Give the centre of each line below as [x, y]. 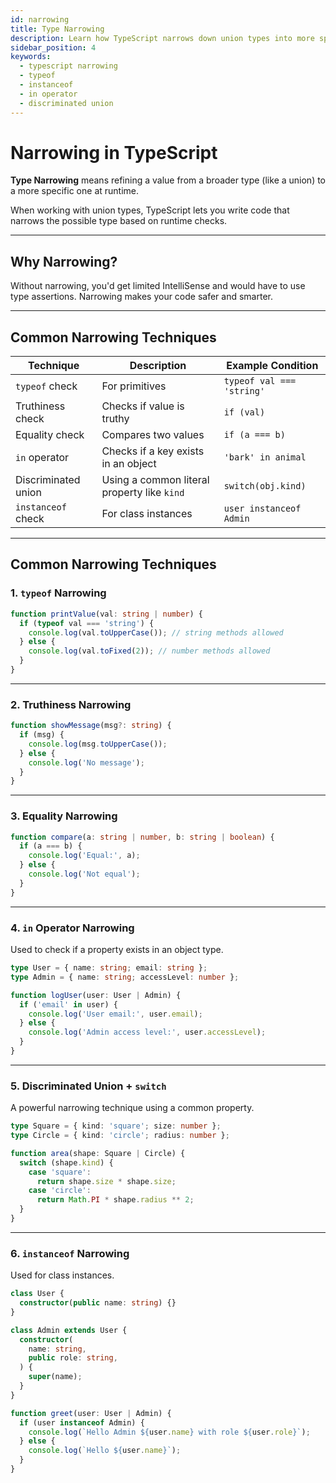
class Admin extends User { [69, 1330]
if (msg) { [42, 735]
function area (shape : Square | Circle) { [98, 1153]
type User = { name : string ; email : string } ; [109, 968]
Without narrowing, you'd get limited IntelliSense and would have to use [158, 286]
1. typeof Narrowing [58, 593]
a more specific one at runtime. [75, 191]
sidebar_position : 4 [53, 47]
